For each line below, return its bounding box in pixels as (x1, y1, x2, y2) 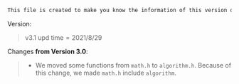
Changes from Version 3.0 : (7, 47, 88, 56)
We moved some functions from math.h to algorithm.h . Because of (35, 61, 232, 69)
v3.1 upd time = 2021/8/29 (24, 33, 102, 42)
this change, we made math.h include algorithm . (35, 68, 176, 77)
